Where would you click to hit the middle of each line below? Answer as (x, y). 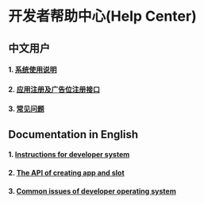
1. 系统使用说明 (33, 70)
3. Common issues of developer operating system (92, 191)
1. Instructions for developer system (69, 155)
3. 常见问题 (27, 109)
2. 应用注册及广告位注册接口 (54, 89)
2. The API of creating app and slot (66, 172)
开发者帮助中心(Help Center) (102, 16)
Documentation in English (73, 135)
